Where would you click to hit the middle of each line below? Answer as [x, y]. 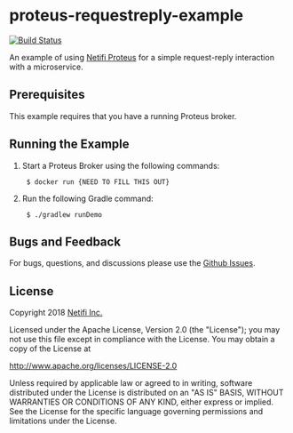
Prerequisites [47, 95]
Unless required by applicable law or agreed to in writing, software [131, 383]
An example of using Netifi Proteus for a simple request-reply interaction [142, 57]
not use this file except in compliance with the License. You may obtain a [142, 340]
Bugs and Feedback [65, 241]
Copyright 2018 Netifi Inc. [56, 313]
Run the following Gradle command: [87, 198]
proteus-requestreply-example [127, 16]
